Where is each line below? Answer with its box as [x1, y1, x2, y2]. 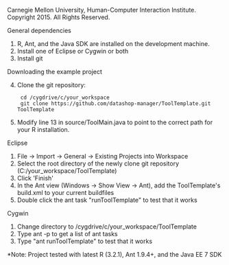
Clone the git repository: [16, 81, 86, 89]
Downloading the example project [7, 68, 103, 76]
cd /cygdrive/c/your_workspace [20, 94, 110, 101]
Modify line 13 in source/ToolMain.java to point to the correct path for [16, 118, 213, 126]
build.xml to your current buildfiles [16, 189, 114, 196]
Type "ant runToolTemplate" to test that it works [16, 237, 153, 245]
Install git [16, 54, 43, 62]
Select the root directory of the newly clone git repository [16, 159, 180, 168]
